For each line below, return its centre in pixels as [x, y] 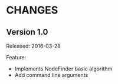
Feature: [16, 57]
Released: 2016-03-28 [33, 46]
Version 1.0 [27, 32]
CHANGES [32, 10]
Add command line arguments [51, 75]
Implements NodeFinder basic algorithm [63, 69]
